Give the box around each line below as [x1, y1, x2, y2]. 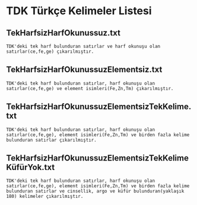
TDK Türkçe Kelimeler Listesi [6, 4, 152, 18]
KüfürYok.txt [6, 162, 55, 172]
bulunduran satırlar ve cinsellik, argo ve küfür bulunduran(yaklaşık [6, 188, 185, 194]
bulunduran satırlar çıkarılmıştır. [6, 137, 97, 143]
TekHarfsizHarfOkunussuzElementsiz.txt [6, 65, 163, 75]
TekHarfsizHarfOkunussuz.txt [6, 28, 120, 38]
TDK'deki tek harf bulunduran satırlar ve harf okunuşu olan [6, 43, 161, 49]
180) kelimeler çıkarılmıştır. [6, 194, 84, 200]
